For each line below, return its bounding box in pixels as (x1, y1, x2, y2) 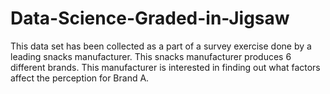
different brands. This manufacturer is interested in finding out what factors (10, 61, 321, 73)
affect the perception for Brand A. (10, 72, 150, 84)
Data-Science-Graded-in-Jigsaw (10, 7, 290, 30)
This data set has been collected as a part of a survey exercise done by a (10, 40, 312, 52)
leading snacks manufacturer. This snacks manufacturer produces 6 (10, 50, 292, 62)
